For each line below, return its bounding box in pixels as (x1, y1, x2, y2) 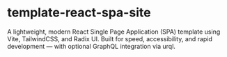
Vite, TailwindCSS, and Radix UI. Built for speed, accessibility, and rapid (7, 34, 212, 43)
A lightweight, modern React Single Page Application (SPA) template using (7, 27, 221, 36)
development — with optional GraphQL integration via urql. (7, 42, 176, 50)
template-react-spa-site (7, 5, 151, 21)
